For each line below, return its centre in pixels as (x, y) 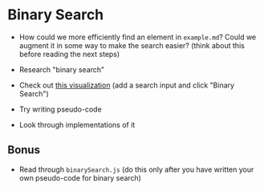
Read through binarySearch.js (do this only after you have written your (136, 169)
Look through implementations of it (77, 124)
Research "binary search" (62, 69)
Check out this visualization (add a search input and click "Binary (126, 85)
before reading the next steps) (69, 54)
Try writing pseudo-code (60, 109)
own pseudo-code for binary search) (80, 177)
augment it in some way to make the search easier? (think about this (132, 45)
